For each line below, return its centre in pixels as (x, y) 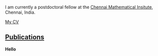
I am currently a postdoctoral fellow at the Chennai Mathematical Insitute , (79, 7)
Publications (25, 37)
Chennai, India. (20, 12)
